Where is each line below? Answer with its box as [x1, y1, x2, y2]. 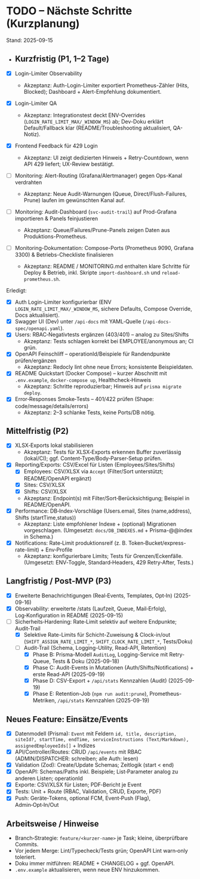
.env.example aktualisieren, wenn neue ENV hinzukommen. [14, 866, 160, 874]
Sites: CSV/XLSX [23, 481, 66, 488]
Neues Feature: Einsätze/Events [6, 714, 128, 724]
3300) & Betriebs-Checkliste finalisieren [14, 251, 113, 258]
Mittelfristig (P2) [6, 425, 69, 436]
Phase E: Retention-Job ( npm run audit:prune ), [32, 690, 148, 698]
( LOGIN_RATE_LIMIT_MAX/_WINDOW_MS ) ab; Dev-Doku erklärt [23, 118, 164, 125]
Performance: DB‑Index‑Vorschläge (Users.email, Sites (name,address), [14, 507, 192, 514]
